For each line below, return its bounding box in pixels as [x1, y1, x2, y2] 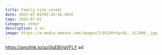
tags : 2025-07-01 [5, 16, 42, 21]
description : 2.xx [5, 26, 44, 31]
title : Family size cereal [5, 7, 62, 12]
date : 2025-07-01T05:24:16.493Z [5, 12, 73, 17]
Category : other [5, 21, 39, 26]
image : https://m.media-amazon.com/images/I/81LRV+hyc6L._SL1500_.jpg [5, 30, 157, 35]
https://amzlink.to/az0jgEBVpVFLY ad [5, 44, 84, 50]
